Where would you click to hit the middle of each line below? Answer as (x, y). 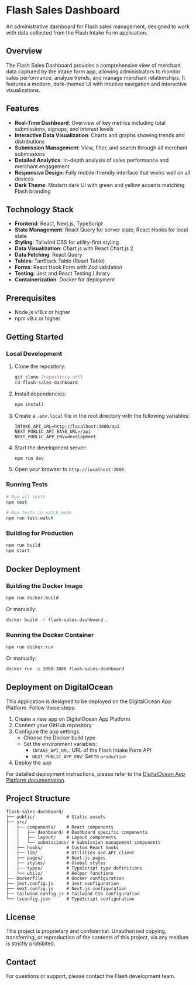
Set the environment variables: (60, 744)
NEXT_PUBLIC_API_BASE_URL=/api (53, 431)
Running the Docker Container (50, 635)
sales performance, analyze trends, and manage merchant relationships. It (96, 77)
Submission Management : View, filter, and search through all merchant (101, 148)
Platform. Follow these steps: (41, 707)
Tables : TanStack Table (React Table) (60, 261)
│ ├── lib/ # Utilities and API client (70, 853)
